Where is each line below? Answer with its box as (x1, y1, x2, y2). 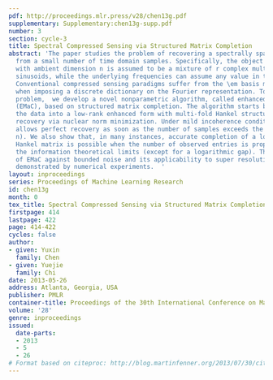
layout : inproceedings (8, 171, 85, 179)
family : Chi (15, 269, 57, 277)
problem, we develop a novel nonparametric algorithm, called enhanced (15, 95, 267, 103)
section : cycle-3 (8, 34, 67, 43)
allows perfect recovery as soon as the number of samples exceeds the (15, 125, 264, 133)
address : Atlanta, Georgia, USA (8, 283, 118, 292)
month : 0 (8, 192, 38, 201)
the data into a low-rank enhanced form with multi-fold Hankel (15, 110, 238, 119)
